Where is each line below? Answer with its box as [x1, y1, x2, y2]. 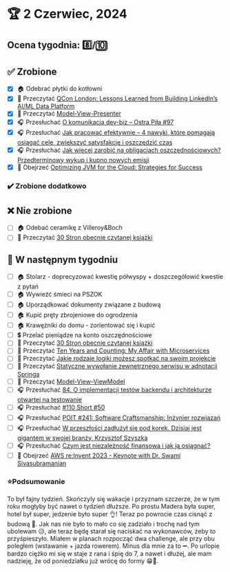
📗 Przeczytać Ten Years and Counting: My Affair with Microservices [17, 346, 210, 355]
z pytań [17, 282, 39, 290]
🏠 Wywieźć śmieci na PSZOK [17, 290, 103, 299]
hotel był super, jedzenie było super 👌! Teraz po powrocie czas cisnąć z [7, 509, 213, 518]
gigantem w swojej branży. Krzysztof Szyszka [17, 434, 148, 442]
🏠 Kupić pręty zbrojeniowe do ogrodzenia [17, 311, 138, 319]
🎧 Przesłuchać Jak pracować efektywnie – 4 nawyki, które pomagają [17, 128, 216, 136]
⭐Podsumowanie [7, 476, 65, 486]
